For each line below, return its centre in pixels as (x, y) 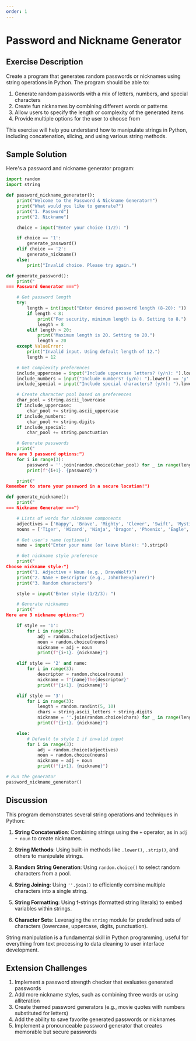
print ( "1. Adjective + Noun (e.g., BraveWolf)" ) (77, 572)
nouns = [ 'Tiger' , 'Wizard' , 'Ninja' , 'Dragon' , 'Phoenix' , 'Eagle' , (103, 529)
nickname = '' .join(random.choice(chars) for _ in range (108, 717)
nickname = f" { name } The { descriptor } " (83, 679)
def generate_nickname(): (37, 497)
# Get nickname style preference (57, 556)
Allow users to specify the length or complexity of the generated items (99, 112)
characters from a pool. (43, 873)
